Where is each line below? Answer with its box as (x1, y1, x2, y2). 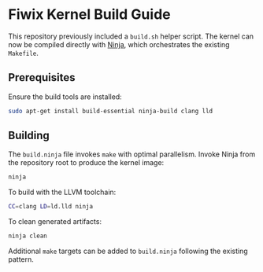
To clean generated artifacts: (8, 217, 102, 226)
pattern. (8, 255, 34, 264)
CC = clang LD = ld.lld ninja (8, 203, 93, 211)
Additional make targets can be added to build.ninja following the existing (8, 246, 248, 256)
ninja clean (8, 232, 47, 241)
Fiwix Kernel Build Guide (8, 6, 171, 24)
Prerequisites (8, 71, 76, 84)
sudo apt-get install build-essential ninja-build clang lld (8, 107, 213, 115)
